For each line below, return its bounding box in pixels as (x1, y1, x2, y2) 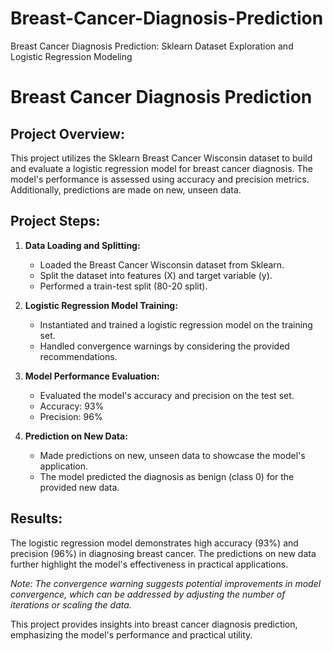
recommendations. (39, 350, 118, 362)
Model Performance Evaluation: (24, 370, 160, 382)
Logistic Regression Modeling (10, 50, 133, 62)
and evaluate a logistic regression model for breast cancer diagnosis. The (10, 162, 313, 174)
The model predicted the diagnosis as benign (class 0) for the (39, 470, 295, 482)
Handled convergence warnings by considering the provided (39, 340, 290, 352)
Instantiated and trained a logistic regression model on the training (39, 318, 313, 331)
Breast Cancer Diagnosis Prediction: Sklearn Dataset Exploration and (10, 40, 294, 52)
